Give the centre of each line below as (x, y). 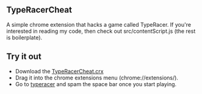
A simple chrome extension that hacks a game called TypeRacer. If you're (99, 24)
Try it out (24, 57)
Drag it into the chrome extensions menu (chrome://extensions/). (97, 78)
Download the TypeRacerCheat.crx (59, 71)
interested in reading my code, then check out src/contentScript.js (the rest (101, 31)
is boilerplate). (24, 37)
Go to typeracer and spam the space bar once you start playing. (96, 84)
